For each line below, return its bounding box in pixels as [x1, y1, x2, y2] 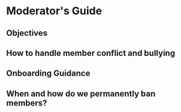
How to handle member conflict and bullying [6, 48, 176, 58]
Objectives [6, 28, 48, 38]
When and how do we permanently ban [6, 88, 156, 99]
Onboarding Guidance [6, 69, 90, 79]
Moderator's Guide [6, 4, 102, 18]
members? [6, 98, 47, 108]
